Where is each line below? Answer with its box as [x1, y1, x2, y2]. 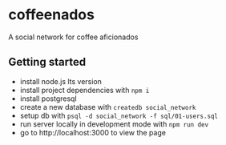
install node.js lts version [19, 76, 103, 86]
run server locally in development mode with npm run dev [19, 119, 209, 129]
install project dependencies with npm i [19, 85, 150, 95]
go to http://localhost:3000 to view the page [19, 127, 167, 137]
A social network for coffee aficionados [8, 32, 139, 42]
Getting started [8, 55, 87, 69]
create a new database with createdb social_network [19, 102, 196, 111]
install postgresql [19, 94, 78, 103]
